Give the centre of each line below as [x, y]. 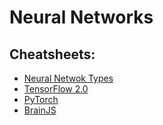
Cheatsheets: [52, 54]
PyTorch [41, 99]
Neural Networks [81, 17]
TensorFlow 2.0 [56, 89]
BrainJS [40, 110]
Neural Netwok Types [68, 78]
